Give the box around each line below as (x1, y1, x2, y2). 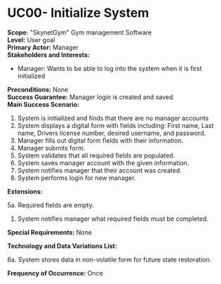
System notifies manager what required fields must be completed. (17, 214, 209, 223)
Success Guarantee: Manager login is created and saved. (7, 93, 175, 101)
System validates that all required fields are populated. (17, 151, 175, 160)
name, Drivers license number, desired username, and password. (17, 129, 206, 137)
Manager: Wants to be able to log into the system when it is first (17, 64, 202, 72)
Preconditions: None (7, 85, 69, 93)
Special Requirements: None (7, 228, 93, 236)
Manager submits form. (17, 143, 86, 152)
